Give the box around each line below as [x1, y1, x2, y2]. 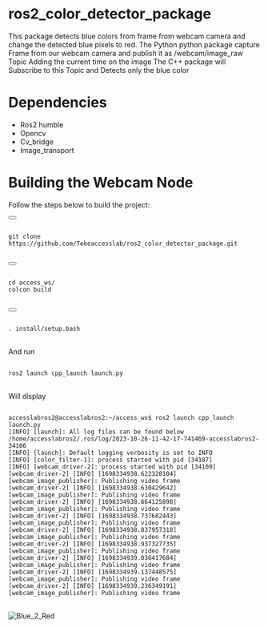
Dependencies [8, 94, 107, 112]
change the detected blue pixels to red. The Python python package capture [8, 39, 260, 49]
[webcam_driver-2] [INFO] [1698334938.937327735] [8, 540, 178, 548]
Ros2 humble [19, 119, 64, 129]
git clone [8, 232, 42, 240]
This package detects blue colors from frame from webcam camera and [8, 31, 246, 41]
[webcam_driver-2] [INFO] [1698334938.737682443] [8, 512, 178, 520]
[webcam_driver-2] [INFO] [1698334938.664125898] [8, 497, 178, 505]
